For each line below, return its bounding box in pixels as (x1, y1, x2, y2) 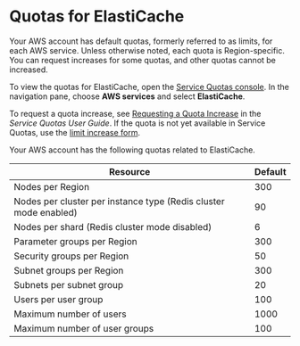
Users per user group (13, 292, 104, 305)
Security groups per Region (13, 250, 129, 262)
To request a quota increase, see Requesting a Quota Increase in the (9, 108, 262, 119)
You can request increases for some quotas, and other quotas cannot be (9, 54, 277, 65)
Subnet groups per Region (13, 264, 124, 276)
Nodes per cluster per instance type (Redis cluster (13, 194, 225, 207)
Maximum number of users (13, 308, 127, 320)
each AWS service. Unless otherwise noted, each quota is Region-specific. (9, 45, 286, 55)
